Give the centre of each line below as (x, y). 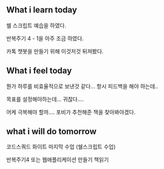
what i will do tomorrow (52, 132)
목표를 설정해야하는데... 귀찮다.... (45, 99)
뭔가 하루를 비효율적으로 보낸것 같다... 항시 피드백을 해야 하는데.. (82, 86)
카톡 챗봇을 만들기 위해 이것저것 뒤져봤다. (55, 51)
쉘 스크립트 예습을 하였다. (36, 25)
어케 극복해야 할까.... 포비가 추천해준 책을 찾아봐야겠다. (71, 112)
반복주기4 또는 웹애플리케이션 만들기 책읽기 (58, 160)
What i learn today (42, 10)
